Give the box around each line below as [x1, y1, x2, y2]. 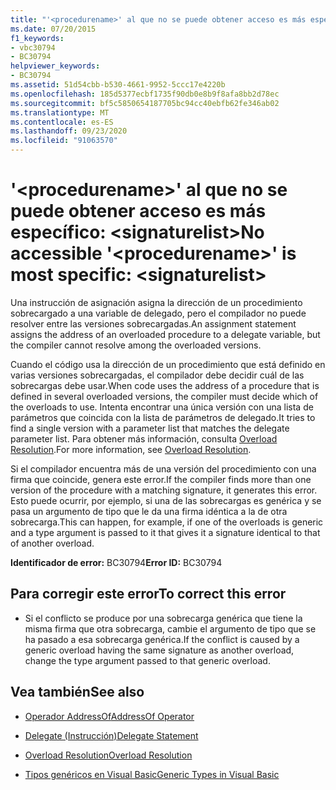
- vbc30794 [10, 42, 56, 53]
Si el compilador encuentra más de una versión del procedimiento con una [10, 462, 317, 475]
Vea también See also [10, 684, 145, 701]
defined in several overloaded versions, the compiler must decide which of [10, 390, 319, 402]
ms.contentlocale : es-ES [10, 117, 114, 127]
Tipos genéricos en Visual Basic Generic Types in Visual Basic [24, 768, 280, 780]
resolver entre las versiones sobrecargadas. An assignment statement [10, 317, 297, 330]
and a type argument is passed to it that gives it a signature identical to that [10, 526, 321, 538]
